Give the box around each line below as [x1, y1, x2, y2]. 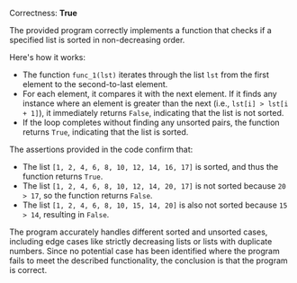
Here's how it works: [9, 52, 86, 62]
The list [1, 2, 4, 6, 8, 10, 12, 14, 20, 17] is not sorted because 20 [22, 181, 286, 191]
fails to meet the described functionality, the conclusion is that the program [9, 255, 288, 266]
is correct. [9, 265, 48, 275]
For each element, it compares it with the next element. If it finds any [22, 89, 277, 99]
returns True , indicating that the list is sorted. [22, 127, 189, 137]
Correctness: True [9, 8, 78, 18]
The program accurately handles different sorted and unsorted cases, [9, 226, 268, 237]
